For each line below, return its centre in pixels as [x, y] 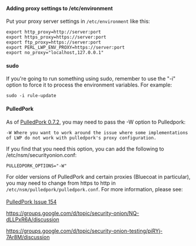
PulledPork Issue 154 [31, 202]
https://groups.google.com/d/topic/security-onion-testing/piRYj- [84, 231]
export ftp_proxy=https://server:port [54, 42]
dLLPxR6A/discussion [33, 219]
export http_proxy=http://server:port [54, 32]
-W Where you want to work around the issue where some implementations [97, 132]
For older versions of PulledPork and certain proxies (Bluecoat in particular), [98, 177]
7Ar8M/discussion [28, 237]
